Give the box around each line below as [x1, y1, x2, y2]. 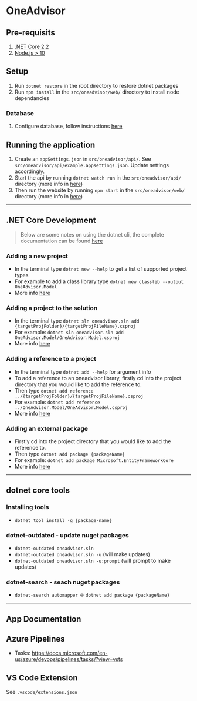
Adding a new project [6, 252, 69, 260]
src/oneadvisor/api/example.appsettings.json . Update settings [14, 161, 169, 168]
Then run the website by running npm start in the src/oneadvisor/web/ [14, 187, 185, 194]
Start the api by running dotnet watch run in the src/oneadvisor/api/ [14, 174, 182, 181]
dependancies [14, 94, 50, 101]
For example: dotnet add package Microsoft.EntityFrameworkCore [14, 456, 174, 463]
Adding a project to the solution [6, 304, 98, 312]
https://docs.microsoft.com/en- [32, 649, 108, 657]
